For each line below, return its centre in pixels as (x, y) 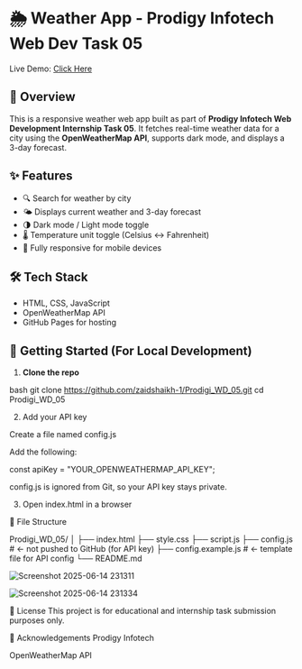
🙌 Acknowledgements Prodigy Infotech (82, 638)
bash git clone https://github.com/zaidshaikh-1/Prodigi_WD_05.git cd (137, 390)
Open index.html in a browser (77, 504)
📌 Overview (42, 97)
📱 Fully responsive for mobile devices (92, 247)
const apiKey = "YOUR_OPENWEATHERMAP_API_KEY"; (112, 470)
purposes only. (37, 620)
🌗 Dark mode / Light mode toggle (86, 225)
